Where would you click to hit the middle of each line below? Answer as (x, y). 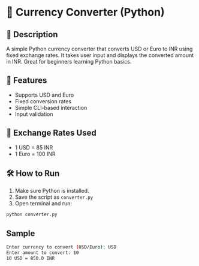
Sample (21, 233)
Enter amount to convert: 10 (43, 253)
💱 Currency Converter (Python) (85, 12)
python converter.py (32, 215)
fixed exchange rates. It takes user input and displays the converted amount (100, 55)
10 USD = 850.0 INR (31, 258)
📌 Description (32, 35)
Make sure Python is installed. (52, 191)
